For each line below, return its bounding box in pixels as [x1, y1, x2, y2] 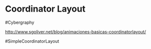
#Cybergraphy [5, 19, 35, 25]
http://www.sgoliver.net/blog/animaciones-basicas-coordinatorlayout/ [5, 29, 146, 34]
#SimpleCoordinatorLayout [5, 38, 60, 44]
